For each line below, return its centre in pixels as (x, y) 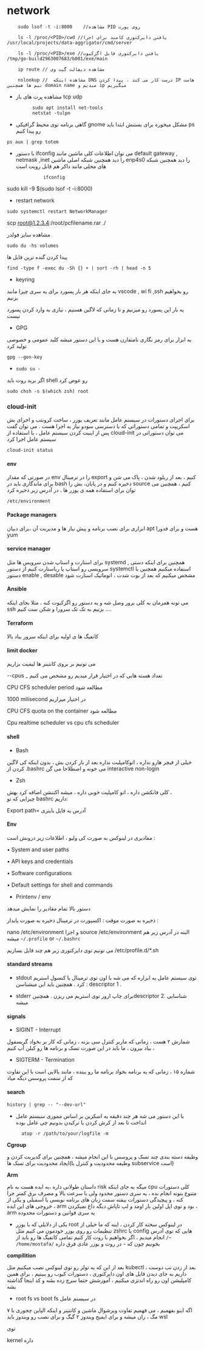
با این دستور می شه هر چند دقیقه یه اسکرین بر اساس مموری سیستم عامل (100, 1116)
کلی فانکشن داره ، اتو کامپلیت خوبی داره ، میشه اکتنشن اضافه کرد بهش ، (90, 792)
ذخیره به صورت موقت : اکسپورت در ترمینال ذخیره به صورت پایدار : (83, 920)
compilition (22, 1256)
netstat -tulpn (51, 113)
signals (16, 1016)
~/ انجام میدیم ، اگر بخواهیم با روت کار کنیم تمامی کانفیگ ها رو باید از (93, 1237)
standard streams (30, 964)
